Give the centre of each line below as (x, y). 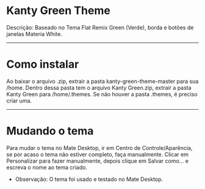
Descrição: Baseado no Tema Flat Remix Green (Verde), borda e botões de (100, 27)
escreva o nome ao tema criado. (47, 167)
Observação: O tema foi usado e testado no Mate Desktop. (89, 179)
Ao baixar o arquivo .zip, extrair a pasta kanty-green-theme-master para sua (103, 81)
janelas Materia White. (34, 34)
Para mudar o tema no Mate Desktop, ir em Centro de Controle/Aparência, (99, 148)
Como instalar (43, 64)
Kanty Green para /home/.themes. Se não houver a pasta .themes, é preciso (102, 94)
